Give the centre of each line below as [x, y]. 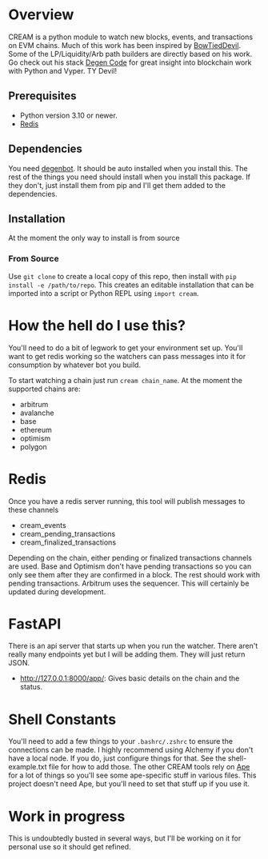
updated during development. [57, 591]
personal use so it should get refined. [70, 847]
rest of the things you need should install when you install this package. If [129, 177]
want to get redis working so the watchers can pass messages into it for [127, 356]
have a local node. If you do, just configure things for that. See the [117, 758]
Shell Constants [62, 719]
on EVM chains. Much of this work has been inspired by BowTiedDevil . [125, 45]
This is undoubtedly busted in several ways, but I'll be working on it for [125, 838]
